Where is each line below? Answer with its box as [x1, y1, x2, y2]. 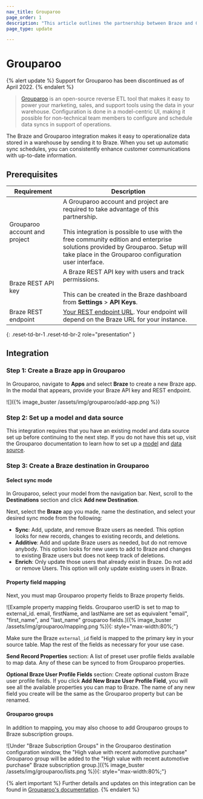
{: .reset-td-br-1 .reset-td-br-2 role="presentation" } [6, 331, 135, 338]
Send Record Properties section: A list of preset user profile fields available [6, 653, 195, 660]
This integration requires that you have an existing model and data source [6, 427, 190, 434]
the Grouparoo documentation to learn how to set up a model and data [6, 439, 182, 447]
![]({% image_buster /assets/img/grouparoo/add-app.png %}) [6, 398, 160, 406]
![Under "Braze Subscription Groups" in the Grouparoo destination [6, 742, 171, 749]
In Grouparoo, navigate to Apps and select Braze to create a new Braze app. [6, 380, 197, 387]
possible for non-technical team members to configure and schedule [21, 114, 193, 121]
